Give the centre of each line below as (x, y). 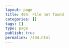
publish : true (20, 33)
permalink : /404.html (28, 38)
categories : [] (21, 19)
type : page (17, 28)
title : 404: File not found (35, 14)
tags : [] (14, 24)
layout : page (19, 10)
